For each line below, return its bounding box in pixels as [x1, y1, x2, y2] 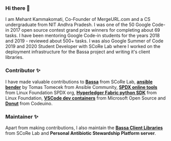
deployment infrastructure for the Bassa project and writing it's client [5, 49, 151, 55]
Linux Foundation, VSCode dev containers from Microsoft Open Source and [5, 95, 166, 101]
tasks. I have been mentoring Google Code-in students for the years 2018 [5, 33, 160, 39]
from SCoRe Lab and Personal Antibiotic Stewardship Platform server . [5, 130, 157, 136]
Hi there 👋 [5, 5, 31, 12]
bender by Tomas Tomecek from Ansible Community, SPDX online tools [5, 84, 158, 90]
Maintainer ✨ [5, 113, 39, 120]
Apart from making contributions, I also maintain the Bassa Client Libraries [5, 125, 163, 131]
